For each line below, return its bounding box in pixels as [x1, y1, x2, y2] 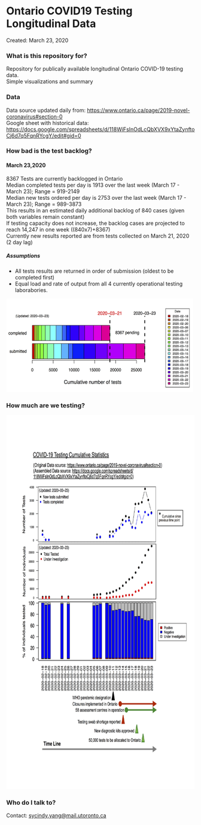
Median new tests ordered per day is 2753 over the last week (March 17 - [6, 194, 187, 201]
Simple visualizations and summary [6, 78, 93, 85]
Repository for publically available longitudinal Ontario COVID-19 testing [6, 65, 184, 72]
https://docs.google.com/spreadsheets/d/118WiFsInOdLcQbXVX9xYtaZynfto [6, 126, 195, 133]
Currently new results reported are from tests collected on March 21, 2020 [6, 232, 190, 239]
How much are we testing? [6, 401, 86, 409]
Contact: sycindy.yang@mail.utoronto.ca [6, 812, 106, 819]
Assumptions [6, 252, 41, 260]
